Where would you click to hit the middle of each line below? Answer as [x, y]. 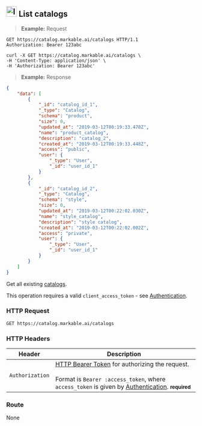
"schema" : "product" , [66, 116]
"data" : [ [29, 94]
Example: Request [44, 28]
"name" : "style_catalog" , [71, 216]
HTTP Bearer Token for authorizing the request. [122, 364]
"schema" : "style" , [63, 200]
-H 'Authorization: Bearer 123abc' [51, 66]
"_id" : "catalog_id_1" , [68, 105]
